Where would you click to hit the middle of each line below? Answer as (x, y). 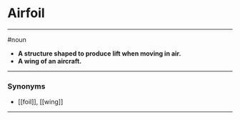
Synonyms (26, 86)
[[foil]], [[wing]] (40, 102)
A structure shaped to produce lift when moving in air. (99, 53)
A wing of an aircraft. (50, 61)
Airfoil (26, 13)
